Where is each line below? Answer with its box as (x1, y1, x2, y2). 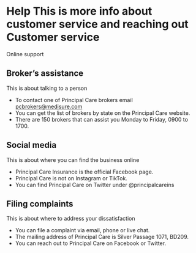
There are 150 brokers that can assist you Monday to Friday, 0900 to (15, 116, 189, 123)
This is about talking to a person (6, 84, 88, 92)
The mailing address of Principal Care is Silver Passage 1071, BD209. (15, 233, 189, 241)
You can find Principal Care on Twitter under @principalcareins (15, 181, 175, 188)
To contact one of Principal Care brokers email (15, 96, 133, 103)
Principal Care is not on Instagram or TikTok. (15, 174, 127, 182)
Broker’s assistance (6, 68, 84, 79)
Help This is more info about (6, 4, 153, 18)
